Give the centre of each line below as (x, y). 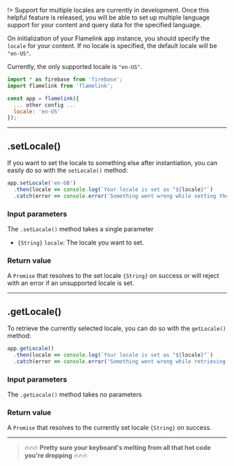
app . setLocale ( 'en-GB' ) (42, 183)
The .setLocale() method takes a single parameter (80, 228)
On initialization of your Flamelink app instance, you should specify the (109, 38)
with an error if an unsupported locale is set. (71, 283)
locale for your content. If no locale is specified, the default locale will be (112, 46)
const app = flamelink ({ (43, 98)
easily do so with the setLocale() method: (68, 171)
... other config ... (45, 105)
